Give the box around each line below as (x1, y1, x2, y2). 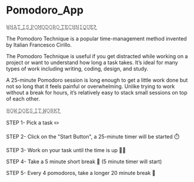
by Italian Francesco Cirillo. (6, 41, 72, 48)
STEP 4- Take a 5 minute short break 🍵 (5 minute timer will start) (6, 158, 162, 165)
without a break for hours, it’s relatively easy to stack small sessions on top (6, 89, 188, 96)
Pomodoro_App (6, 4, 84, 17)
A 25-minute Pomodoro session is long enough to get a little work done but (6, 76, 188, 83)
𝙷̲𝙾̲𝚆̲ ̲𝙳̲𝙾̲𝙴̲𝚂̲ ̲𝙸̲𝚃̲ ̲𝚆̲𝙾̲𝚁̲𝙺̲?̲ (6, 107, 60, 114)
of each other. (6, 95, 40, 102)
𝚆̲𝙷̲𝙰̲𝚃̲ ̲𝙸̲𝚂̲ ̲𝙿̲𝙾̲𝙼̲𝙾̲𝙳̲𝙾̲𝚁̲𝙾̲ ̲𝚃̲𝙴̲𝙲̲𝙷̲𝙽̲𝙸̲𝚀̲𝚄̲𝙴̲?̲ (6, 23, 96, 30)
